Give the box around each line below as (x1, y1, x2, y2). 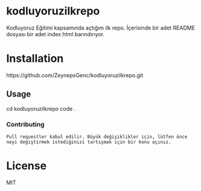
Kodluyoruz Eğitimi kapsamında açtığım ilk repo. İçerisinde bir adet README (6, 24, 195, 31)
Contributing (6, 120, 45, 128)
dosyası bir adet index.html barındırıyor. (6, 30, 105, 37)
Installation (6, 52, 64, 66)
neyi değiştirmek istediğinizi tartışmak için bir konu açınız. (6, 139, 171, 145)
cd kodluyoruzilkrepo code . (6, 105, 76, 112)
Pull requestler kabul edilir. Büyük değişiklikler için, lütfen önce (6, 134, 188, 140)
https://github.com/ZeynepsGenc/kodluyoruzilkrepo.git (6, 71, 144, 79)
